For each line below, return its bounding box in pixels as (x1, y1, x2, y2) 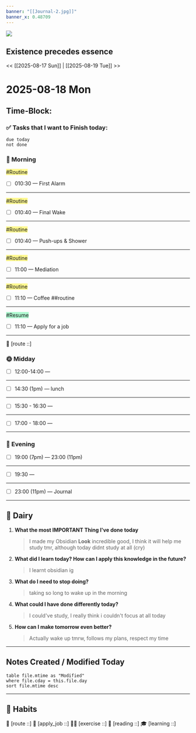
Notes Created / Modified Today (6, 657, 125, 667)
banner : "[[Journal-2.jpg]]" (6, 8, 77, 15)
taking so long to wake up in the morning (29, 589, 127, 596)
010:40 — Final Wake (14, 208, 66, 215)
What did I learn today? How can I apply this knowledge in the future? (14, 555, 187, 562)
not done (6, 142, 27, 148)
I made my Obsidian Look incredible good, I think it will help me (29, 537, 182, 544)
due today (6, 137, 30, 143)
